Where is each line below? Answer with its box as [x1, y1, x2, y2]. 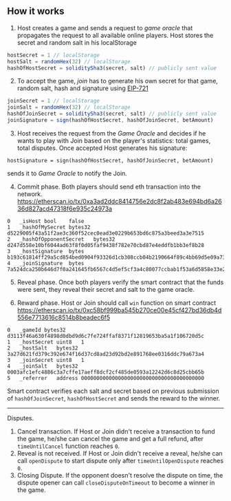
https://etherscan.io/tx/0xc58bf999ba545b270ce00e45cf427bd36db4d [16, 306, 222, 314]
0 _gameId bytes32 [7, 326, 67, 333]
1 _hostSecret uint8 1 [7, 339, 85, 345]
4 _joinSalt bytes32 [7, 363, 78, 370]
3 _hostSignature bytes [7, 248, 85, 255]
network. [16, 189, 43, 198]
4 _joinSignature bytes [7, 259, 85, 267]
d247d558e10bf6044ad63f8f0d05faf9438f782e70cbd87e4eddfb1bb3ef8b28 [7, 242, 205, 248]
